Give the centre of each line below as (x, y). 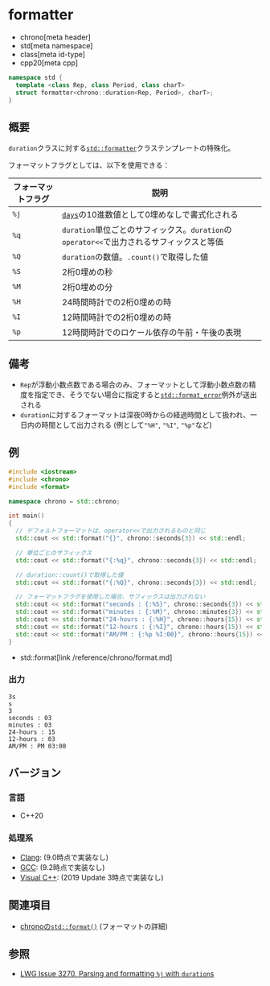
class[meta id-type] (53, 54)
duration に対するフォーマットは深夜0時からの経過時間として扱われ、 (135, 415)
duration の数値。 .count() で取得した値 (135, 257)
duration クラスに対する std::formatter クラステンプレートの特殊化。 (122, 148)
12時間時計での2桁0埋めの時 (117, 317)
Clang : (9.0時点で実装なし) (64, 857)
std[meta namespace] (56, 45)
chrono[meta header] (55, 37)
